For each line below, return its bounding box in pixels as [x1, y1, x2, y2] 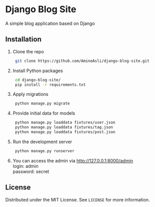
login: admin [12, 163, 39, 169]
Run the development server [12, 139, 73, 145]
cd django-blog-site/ [15, 77, 61, 82]
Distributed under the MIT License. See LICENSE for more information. [5, 196, 150, 202]
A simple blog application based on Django [5, 20, 95, 26]
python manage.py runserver [15, 148, 75, 153]
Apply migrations [12, 91, 49, 97]
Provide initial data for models [12, 110, 75, 116]
